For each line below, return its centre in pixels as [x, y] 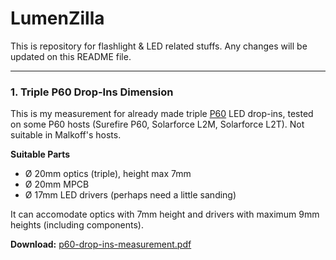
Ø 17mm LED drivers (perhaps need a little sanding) [130, 195]
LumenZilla [57, 18]
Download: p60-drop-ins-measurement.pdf [101, 244]
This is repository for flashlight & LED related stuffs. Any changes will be [159, 46]
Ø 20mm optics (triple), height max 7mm [108, 174]
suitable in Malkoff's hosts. [66, 135]
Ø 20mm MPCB [57, 184]
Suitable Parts [40, 154]
